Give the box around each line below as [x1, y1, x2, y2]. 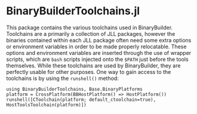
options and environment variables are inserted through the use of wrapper [6, 49, 192, 56]
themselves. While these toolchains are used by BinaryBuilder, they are [6, 61, 181, 69]
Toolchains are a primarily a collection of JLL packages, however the [6, 30, 176, 37]
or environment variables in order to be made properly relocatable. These [6, 43, 187, 50]
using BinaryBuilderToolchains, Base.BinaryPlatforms [6, 86, 143, 92]
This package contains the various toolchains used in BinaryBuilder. [6, 24, 173, 31]
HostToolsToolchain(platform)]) [6, 101, 87, 108]
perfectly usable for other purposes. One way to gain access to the [6, 68, 171, 75]
